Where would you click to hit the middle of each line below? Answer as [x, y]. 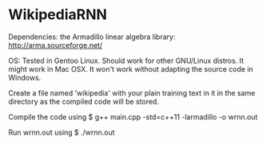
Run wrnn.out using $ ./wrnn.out [62, 132]
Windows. [25, 77]
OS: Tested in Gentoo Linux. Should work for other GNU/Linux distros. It [126, 61]
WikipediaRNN [58, 15]
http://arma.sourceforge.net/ [55, 45]
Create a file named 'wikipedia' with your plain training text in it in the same [132, 92]
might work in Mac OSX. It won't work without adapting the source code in [131, 69]
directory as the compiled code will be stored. [84, 101]
